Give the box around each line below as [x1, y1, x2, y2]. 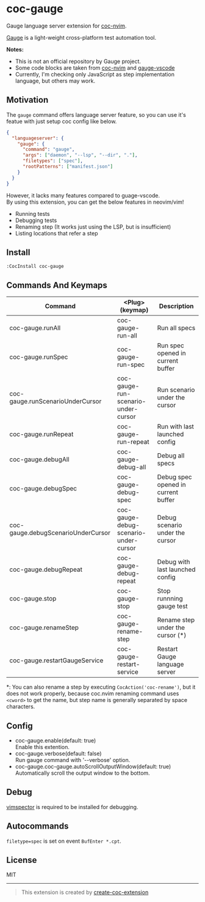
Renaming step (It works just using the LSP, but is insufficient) [15, 223, 171, 231]
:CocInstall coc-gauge [6, 264, 64, 270]
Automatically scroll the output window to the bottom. [15, 769, 151, 777]
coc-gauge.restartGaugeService [9, 656, 104, 665]
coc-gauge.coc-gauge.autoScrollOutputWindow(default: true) [15, 763, 171, 770]
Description [159, 302, 194, 311]
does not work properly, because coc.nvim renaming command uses [6, 690, 179, 697]
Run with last [157, 423, 194, 431]
